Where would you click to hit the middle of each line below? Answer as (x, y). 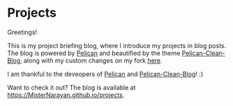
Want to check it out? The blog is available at (72, 87)
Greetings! (22, 32)
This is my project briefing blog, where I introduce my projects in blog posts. (117, 45)
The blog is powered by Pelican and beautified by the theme (94, 53)
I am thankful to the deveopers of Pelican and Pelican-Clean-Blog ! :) (105, 74)
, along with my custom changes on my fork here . (91, 60)
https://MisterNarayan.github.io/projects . (66, 95)
